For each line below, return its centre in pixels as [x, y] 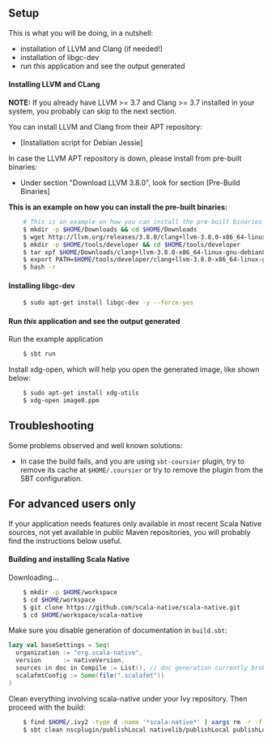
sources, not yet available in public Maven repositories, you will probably [130, 532]
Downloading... [34, 577]
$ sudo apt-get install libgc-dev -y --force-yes [108, 303]
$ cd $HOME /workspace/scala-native [83, 615]
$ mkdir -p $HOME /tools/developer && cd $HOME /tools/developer [132, 244]
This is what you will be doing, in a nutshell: [81, 32]
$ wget [34, 237]
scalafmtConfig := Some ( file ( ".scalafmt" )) [90, 675]
